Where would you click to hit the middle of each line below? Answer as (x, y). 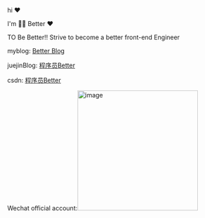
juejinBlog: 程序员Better (41, 65)
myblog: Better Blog (36, 51)
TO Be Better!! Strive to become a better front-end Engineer (94, 37)
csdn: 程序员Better (34, 80)
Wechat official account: (42, 208)
